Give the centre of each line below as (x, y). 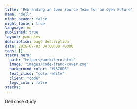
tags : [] (14, 51)
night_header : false (26, 19)
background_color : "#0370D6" (39, 69)
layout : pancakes (23, 37)
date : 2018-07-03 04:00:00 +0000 (39, 46)
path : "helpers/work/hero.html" (43, 60)
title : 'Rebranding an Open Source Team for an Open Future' (69, 10)
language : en (18, 28)
